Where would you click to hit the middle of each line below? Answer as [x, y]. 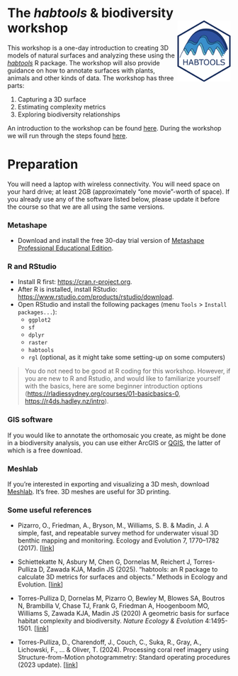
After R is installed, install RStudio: [68, 290]
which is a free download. [45, 450]
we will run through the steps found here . [67, 136]
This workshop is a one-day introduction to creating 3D [88, 48]
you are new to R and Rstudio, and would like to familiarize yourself [123, 378]
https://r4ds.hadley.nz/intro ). [67, 401]
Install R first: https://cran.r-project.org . [75, 282]
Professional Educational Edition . [66, 248]
